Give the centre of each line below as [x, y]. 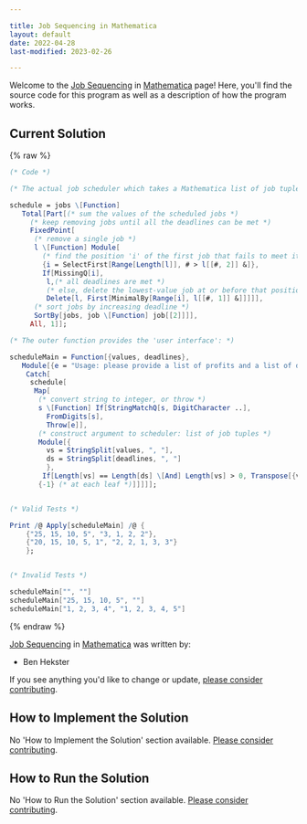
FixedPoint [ [53, 231]
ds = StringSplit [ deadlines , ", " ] [114, 459]
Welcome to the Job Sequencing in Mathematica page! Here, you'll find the [151, 85]
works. [22, 105]
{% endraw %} [37, 626]
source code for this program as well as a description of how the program [148, 95]
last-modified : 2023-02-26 [61, 51]
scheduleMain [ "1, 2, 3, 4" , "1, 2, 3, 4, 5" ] [97, 608]
